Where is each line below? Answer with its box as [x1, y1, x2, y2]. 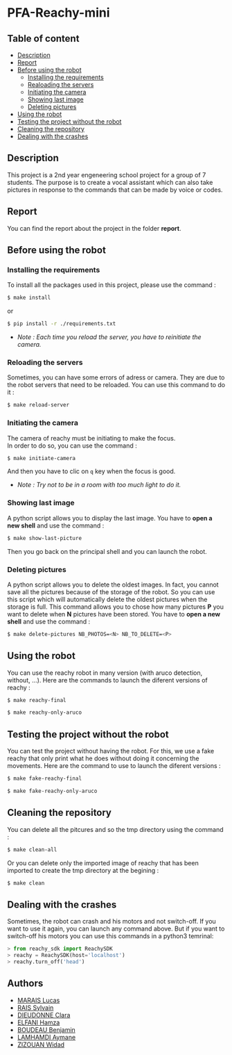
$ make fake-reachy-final [7, 775, 82, 783]
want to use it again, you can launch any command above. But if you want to [7, 924, 225, 933]
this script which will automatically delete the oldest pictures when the [7, 595, 208, 603]
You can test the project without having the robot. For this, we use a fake [7, 747, 215, 755]
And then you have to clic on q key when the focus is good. [7, 467, 176, 475]
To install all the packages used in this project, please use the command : [7, 281, 216, 289]
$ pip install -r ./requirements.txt [7, 320, 116, 327]
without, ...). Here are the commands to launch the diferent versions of [7, 676, 208, 684]
